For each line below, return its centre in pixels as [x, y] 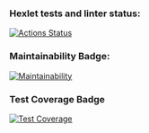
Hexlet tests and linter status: [75, 13]
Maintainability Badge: [60, 57]
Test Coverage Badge [57, 99]
